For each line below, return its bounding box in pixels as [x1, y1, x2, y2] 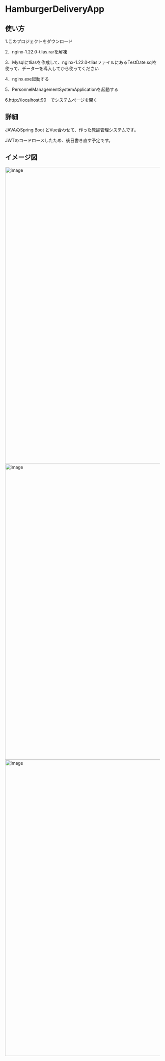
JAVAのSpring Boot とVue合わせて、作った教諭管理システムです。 [5, 127, 138, 133]
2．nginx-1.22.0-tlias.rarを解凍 [5, 49, 67, 55]
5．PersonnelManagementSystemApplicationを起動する [5, 86, 119, 92]
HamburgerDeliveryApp [5, 3, 105, 15]
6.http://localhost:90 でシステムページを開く [5, 97, 98, 103]
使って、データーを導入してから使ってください [5, 66, 99, 71]
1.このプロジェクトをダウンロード [5, 39, 73, 44]
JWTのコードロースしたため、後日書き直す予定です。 [5, 137, 113, 143]
